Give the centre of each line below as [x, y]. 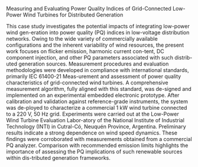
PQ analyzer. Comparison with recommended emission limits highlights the [97, 145]
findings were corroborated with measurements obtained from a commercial [99, 139]
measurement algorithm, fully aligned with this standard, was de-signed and [99, 89]
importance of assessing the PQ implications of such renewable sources [94, 152]
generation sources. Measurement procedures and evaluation [94, 64]
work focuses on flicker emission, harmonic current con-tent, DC [85, 51]
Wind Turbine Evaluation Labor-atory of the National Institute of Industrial [95, 120]
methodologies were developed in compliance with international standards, [98, 70]
